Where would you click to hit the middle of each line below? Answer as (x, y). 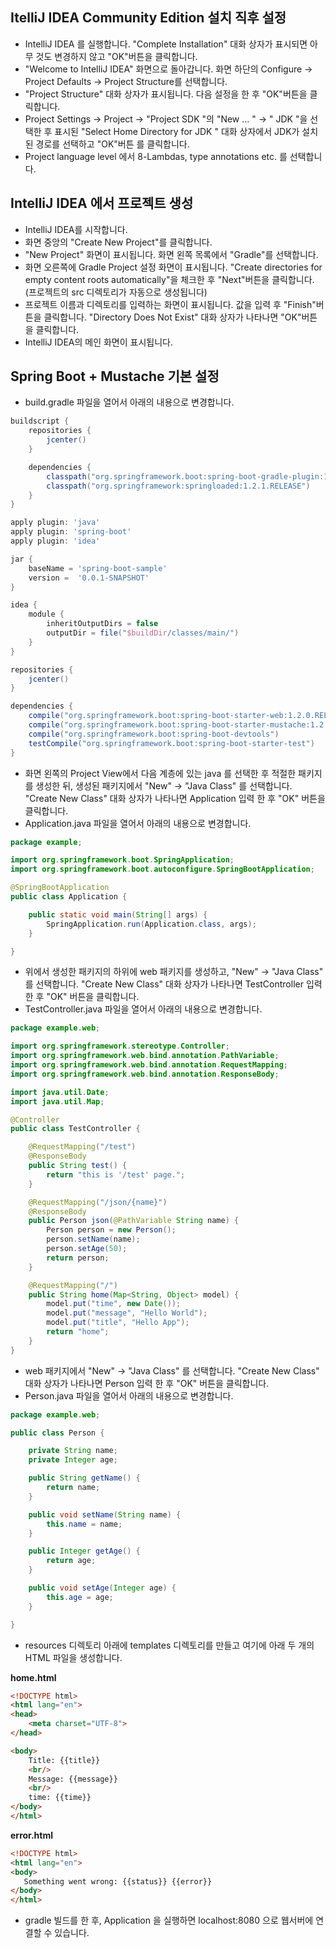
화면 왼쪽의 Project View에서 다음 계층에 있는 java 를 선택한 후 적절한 (160, 773)
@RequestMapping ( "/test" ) (82, 1147)
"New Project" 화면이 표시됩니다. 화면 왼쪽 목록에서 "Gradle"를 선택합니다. (171, 254)
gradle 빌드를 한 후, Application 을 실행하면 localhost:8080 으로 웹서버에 (169, 1920)
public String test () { (78, 1166)
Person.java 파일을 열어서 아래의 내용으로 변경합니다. (129, 1395)
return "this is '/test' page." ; (116, 1174)
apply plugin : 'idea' (55, 541)
